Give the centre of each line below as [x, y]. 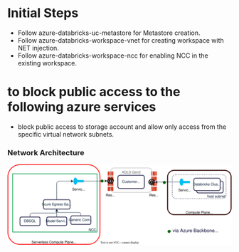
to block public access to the [94, 92]
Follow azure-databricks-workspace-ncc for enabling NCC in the [113, 56]
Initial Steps [43, 13]
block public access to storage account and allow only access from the [122, 127]
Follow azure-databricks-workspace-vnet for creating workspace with [121, 40]
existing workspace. [47, 63]
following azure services [82, 107]
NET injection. [38, 48]
